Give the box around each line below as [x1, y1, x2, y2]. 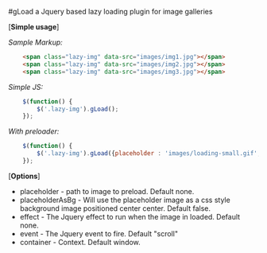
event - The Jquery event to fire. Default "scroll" [19, 228, 179, 238]
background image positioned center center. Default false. [19, 203, 211, 213]
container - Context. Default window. [19, 237, 141, 247]
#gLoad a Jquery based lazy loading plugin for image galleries [8, 7, 213, 16]
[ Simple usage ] [8, 22, 60, 31]
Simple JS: [8, 82, 44, 91]
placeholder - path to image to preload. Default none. [19, 186, 195, 196]
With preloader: [8, 127, 60, 136]
